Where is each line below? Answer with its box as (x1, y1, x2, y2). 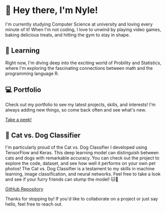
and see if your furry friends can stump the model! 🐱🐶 (5, 176, 119, 182)
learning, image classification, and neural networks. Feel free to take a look (5, 171, 161, 177)
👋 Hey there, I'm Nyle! (5, 5, 98, 16)
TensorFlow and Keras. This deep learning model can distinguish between (5, 150, 159, 156)
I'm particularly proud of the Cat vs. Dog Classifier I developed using (5, 144, 147, 150)
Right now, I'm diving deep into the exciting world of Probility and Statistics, (5, 60, 162, 66)
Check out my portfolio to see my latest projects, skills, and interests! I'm (5, 101, 156, 108)
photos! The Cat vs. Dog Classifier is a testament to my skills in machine (5, 166, 155, 172)
